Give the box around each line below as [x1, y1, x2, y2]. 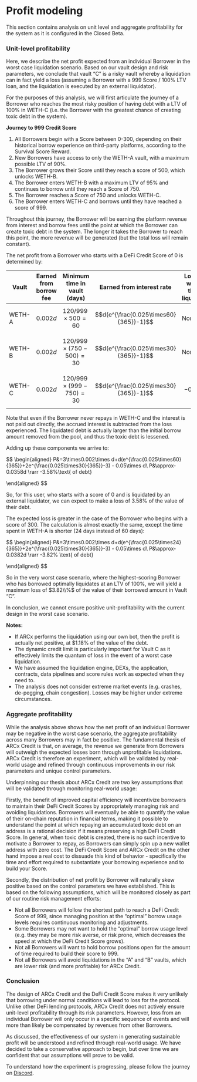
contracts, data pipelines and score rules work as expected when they [14, 670, 185, 677]
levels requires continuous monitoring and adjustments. [14, 919, 149, 926]
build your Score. [6, 865, 48, 872]
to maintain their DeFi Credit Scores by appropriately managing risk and [6, 803, 179, 810]
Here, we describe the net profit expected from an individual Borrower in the [6, 58, 191, 65]
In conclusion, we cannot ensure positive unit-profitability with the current [6, 604, 185, 611]
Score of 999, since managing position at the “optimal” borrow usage [14, 912, 182, 919]
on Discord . [6, 1069, 34, 1076]
